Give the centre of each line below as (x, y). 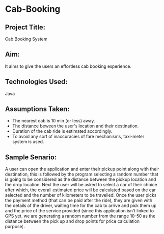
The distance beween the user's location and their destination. (75, 126)
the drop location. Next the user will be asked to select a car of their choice (81, 185)
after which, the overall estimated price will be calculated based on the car (81, 190)
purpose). (15, 227)
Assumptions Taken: (37, 109)
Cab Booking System (26, 39)
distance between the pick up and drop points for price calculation (72, 221)
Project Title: (25, 27)
